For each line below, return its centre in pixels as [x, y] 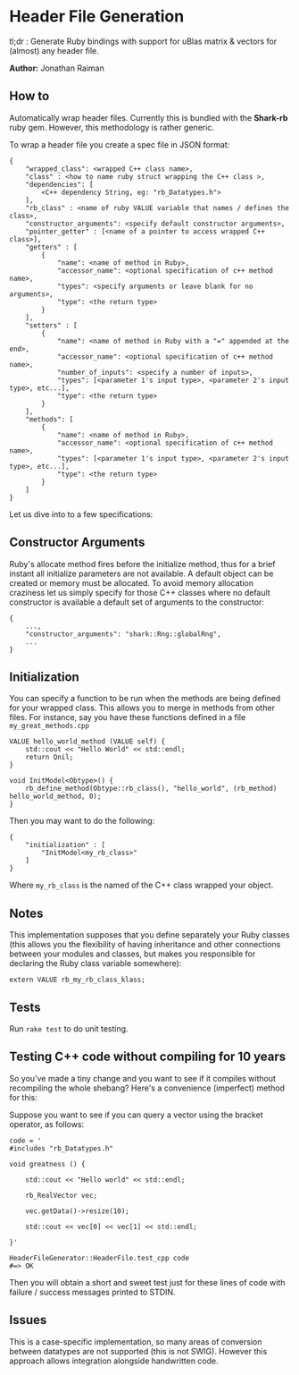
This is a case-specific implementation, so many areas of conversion [136, 1341]
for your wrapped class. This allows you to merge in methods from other [142, 708]
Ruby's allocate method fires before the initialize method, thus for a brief [142, 564]
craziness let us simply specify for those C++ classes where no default [140, 592]
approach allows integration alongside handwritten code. [114, 1361]
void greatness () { [48, 1164]
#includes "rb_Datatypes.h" [62, 1148]
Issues [28, 1320]
